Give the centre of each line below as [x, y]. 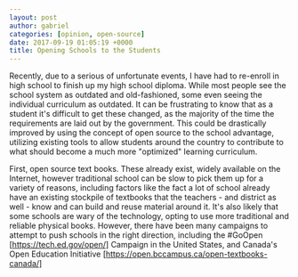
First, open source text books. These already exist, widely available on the [145, 169]
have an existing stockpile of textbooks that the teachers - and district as [143, 198]
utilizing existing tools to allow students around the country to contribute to [147, 143]
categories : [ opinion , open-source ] [77, 34]
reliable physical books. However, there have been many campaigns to [139, 226]
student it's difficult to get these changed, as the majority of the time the [142, 114]
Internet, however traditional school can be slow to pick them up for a [137, 178]
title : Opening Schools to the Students [85, 51]
